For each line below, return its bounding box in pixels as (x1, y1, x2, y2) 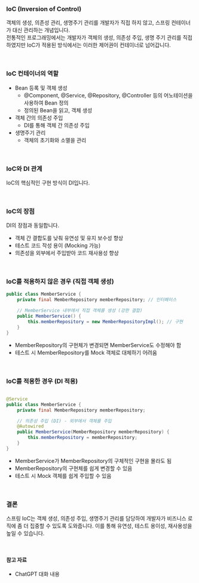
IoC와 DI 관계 (6, 164, 43, 173)
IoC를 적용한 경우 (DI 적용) (6, 377, 78, 385)
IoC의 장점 (6, 207, 35, 215)
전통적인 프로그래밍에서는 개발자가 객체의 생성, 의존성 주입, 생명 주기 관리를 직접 (6, 34, 193, 41)
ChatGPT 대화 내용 (14, 570, 60, 578)
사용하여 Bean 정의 (23, 99, 69, 106)
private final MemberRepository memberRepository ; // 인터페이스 (17, 297, 177, 303)
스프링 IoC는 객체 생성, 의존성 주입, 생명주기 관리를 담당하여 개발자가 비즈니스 (6, 515, 186, 522)
